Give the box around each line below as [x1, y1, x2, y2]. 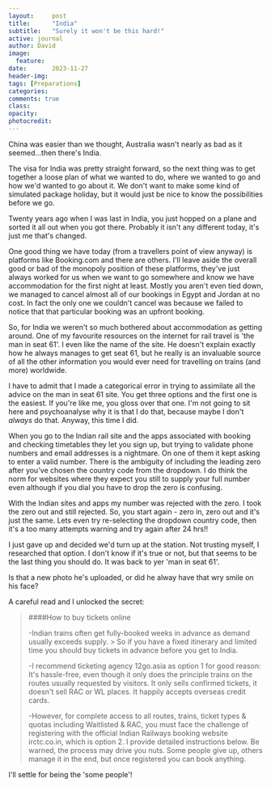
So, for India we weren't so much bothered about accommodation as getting [8, 322, 263, 332]
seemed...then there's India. [8, 147, 102, 158]
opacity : [8, 110, 38, 118]
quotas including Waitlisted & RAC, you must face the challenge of [28, 719, 249, 729]
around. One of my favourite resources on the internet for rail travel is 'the [8, 331, 255, 341]
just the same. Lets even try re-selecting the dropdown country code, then [8, 515, 257, 525]
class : [8, 102, 31, 110]
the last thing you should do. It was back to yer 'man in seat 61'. [8, 556, 220, 566]
